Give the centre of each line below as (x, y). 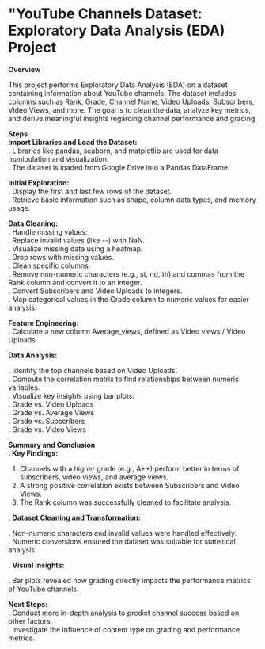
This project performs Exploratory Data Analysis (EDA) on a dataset (118, 85)
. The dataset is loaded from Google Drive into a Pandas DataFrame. (119, 167)
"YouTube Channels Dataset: (105, 14)
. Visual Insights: (36, 565)
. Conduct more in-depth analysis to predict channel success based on (124, 613)
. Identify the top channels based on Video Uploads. (93, 370)
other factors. (30, 621)
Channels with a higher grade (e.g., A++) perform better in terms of (129, 468)
